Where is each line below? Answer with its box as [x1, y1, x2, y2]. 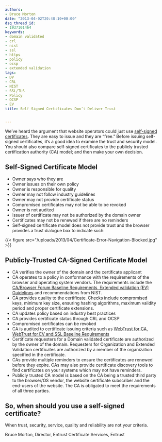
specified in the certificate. [12, 352, 66, 357]
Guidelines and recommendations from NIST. [12, 289, 102, 295]
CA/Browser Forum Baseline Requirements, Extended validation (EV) [12, 285, 149, 290]
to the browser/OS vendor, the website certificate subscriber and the [12, 377, 150, 383]
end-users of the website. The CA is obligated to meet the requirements [12, 382, 156, 389]
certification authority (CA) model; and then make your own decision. [5, 149, 143, 154]
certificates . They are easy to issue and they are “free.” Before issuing [5, 133, 146, 139]
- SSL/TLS [5, 88, 25, 93]
